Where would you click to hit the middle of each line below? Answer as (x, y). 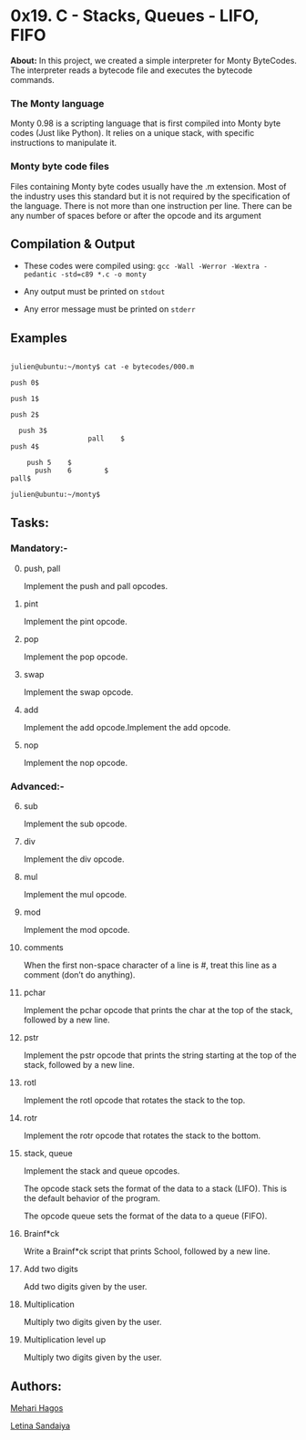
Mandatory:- (39, 548)
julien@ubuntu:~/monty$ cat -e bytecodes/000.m (102, 367)
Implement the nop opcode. (76, 762)
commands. (33, 79)
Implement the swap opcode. (78, 692)
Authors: (36, 1386)
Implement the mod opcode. (76, 930)
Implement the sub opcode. (75, 824)
